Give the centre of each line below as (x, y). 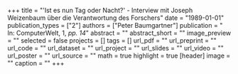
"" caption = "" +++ (36, 63)
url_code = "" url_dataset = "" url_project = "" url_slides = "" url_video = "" (115, 48)
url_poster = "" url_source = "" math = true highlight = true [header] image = (119, 55)
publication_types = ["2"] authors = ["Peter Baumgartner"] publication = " (115, 25)
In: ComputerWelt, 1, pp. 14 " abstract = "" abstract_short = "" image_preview (119, 33)
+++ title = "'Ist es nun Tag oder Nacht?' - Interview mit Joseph (100, 10)
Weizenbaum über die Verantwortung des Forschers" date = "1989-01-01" (116, 18)
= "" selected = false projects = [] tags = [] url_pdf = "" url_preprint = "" (112, 41)
